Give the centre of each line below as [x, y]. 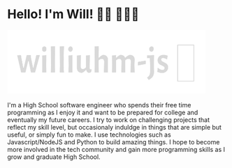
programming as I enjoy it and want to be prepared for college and [103, 113]
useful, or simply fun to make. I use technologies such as [89, 135]
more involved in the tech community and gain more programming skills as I [116, 150]
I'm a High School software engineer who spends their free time [99, 105]
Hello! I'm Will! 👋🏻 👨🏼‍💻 [73, 14]
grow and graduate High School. [54, 157]
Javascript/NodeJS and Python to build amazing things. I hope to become [114, 142]
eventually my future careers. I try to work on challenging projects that [109, 120]
